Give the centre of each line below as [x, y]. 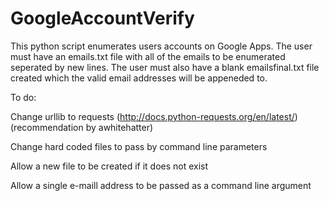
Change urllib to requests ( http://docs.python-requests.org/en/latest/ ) [154, 116]
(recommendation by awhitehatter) [82, 127]
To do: [23, 97]
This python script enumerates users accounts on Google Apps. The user [161, 46]
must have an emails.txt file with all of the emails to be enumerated [148, 56]
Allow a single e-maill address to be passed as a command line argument [161, 185]
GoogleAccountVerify [102, 18]
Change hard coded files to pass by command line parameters [139, 146]
